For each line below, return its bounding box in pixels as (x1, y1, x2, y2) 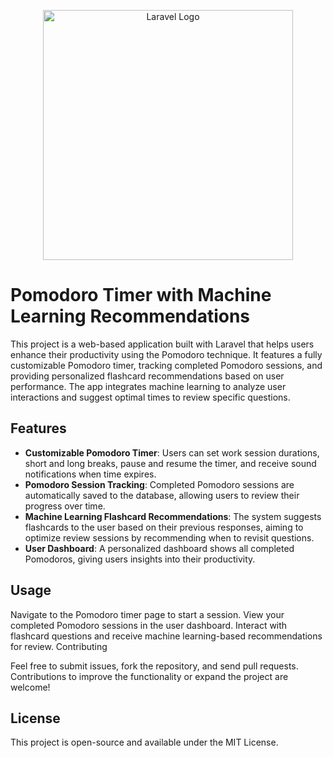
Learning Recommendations (10, 305, 251, 328)
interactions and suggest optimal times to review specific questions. (10, 391, 291, 403)
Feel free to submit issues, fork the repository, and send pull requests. (10, 660, 299, 672)
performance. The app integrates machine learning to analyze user (10, 380, 287, 392)
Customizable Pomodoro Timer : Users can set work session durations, (24, 446, 320, 459)
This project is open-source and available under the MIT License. (10, 736, 279, 749)
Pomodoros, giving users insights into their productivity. (24, 553, 256, 565)
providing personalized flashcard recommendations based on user (10, 370, 285, 382)
